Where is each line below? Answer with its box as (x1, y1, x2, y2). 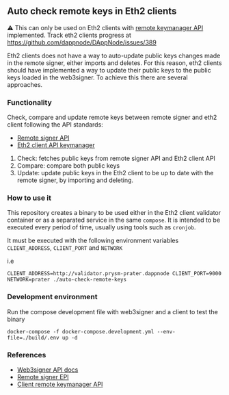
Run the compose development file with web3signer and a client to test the (7, 307, 219, 316)
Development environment (7, 292, 98, 302)
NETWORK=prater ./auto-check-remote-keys (7, 277, 127, 283)
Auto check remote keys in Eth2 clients (7, 5, 177, 17)
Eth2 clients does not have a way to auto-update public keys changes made (7, 51, 221, 60)
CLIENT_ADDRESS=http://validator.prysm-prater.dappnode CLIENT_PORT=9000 (7, 270, 222, 277)
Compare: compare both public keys (16, 162, 120, 170)
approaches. (7, 80, 43, 88)
